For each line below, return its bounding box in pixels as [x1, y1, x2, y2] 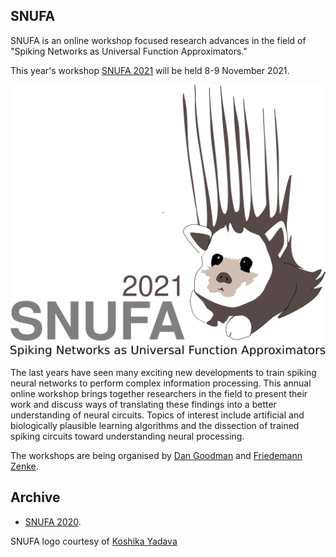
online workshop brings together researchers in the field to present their [10, 388, 308, 400]
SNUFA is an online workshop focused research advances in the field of [10, 34, 307, 46]
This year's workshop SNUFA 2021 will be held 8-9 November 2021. [10, 64, 290, 76]
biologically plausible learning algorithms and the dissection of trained [10, 420, 300, 432]
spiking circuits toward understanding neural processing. [10, 430, 245, 443]
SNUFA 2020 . [24, 515, 82, 528]
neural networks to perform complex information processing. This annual [10, 377, 312, 389]
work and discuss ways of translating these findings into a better [10, 399, 277, 411]
